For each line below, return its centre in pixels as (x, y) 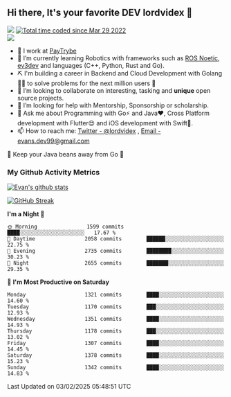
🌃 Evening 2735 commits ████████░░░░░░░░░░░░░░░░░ (116, 251)
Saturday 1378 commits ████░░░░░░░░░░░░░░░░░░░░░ (116, 355)
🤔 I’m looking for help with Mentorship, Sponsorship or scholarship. (113, 105)
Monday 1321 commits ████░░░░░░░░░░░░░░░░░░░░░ (116, 295)
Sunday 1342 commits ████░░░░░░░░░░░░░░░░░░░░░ (116, 368)
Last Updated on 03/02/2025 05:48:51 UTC (69, 387)
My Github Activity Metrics (54, 172)
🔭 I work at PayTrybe (47, 51)
